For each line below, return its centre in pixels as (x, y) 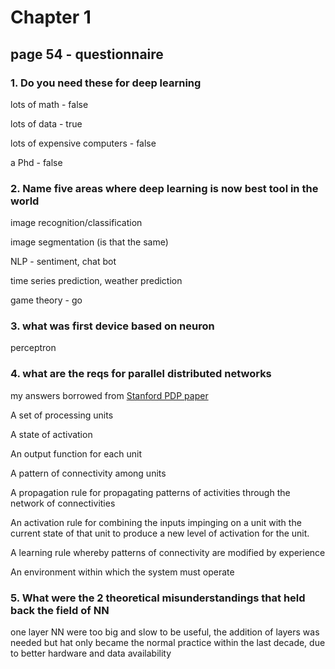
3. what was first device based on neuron (112, 326)
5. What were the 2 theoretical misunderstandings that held (158, 598)
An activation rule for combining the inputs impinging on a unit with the (156, 522)
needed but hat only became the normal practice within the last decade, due (168, 643)
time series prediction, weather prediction (96, 281)
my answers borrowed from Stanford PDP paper (109, 395)
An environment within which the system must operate (122, 572)
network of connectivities (63, 503)
